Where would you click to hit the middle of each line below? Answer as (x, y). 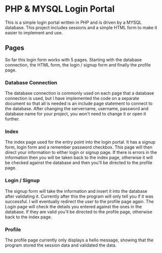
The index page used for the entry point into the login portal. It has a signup (80, 142)
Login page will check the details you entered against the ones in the (74, 206)
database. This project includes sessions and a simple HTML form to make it (81, 27)
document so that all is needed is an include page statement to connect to (79, 103)
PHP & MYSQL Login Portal (60, 9)
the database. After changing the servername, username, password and (77, 109)
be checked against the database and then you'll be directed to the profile (79, 163)
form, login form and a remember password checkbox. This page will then (79, 147)
